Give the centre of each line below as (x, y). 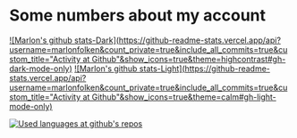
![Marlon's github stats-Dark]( (64, 40)
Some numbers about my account (138, 16)
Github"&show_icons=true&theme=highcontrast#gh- (189, 59)
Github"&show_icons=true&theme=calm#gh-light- (184, 97)
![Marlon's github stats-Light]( (130, 69)
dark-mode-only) (41, 69)
